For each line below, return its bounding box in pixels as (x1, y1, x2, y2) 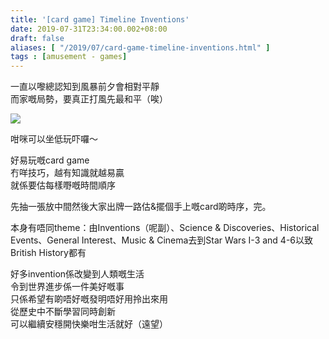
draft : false (10, 33, 65, 43)
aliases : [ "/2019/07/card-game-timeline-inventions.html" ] (10, 42, 271, 53)
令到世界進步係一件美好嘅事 (10, 281, 125, 293)
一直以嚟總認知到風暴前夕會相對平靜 (10, 81, 160, 93)
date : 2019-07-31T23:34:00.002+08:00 (10, 24, 168, 34)
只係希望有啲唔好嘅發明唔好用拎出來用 (10, 293, 168, 305)
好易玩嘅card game (10, 154, 90, 166)
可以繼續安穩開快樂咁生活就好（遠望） (10, 318, 168, 330)
